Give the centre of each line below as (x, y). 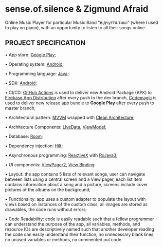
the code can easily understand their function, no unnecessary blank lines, (80, 234)
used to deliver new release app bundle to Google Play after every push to (80, 103)
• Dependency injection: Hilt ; (34, 146)
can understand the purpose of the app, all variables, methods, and (72, 224)
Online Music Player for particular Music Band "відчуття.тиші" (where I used (82, 22)
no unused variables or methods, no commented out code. (64, 239)
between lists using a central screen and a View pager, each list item (74, 179)
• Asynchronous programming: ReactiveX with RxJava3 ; (61, 155)
